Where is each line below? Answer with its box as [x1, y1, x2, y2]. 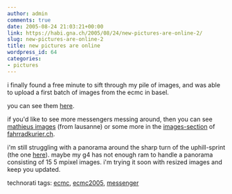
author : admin [7, 10, 48, 17]
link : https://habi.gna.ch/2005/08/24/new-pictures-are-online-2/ [7, 29, 203, 37]
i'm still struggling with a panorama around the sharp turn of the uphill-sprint [7, 143, 226, 151]
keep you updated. [7, 165, 61, 173]
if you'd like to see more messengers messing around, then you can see [7, 115, 213, 123]
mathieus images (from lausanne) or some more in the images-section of [7, 122, 215, 130]
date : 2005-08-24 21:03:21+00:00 [7, 23, 104, 30]
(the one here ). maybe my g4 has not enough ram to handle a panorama [7, 150, 213, 159]
